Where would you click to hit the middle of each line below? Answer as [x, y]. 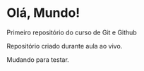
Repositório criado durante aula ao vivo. [65, 46]
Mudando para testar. [38, 59]
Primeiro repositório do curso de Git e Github [72, 32]
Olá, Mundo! [43, 13]
